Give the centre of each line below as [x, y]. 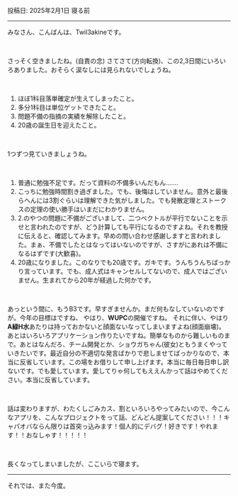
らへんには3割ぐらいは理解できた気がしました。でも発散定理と [109, 200]
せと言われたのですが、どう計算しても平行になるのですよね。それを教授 [123, 227]
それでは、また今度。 [38, 485]
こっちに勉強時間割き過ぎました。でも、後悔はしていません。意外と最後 [123, 191]
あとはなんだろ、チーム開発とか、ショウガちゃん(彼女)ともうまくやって [124, 344]
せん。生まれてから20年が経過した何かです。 [89, 280]
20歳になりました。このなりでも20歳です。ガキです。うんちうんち [115, 262]
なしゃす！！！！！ [60, 435]
